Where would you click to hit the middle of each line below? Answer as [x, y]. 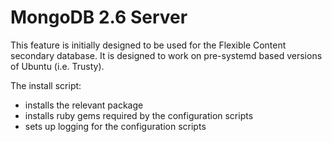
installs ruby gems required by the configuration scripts [139, 115]
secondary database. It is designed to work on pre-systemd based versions [166, 55]
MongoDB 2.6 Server [99, 17]
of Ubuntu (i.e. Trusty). [57, 66]
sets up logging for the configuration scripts [115, 126]
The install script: [46, 85]
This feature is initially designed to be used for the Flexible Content [148, 45]
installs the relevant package [84, 105]
